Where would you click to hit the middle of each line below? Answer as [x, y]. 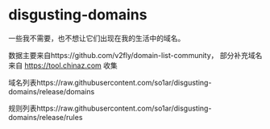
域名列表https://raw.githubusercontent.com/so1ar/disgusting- [110, 82]
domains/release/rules [46, 117]
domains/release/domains [52, 91]
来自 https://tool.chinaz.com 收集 [63, 65]
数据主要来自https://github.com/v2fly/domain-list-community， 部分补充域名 [135, 55]
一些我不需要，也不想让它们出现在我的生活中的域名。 [97, 38]
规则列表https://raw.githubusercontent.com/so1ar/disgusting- [110, 108]
